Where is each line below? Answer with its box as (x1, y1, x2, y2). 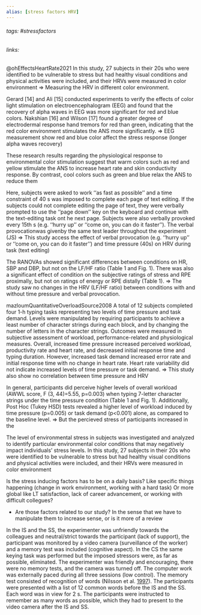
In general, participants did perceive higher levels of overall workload (6, 384, 178, 391)
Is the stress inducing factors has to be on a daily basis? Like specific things (6, 478, 194, 485)
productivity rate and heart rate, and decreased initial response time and (6, 347, 185, 354)
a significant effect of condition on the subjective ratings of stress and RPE (6, 271, 191, 279)
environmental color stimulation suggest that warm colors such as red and (6, 158, 190, 165)
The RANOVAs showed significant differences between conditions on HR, (6, 258, 188, 265)
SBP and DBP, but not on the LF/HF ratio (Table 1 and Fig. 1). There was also (6, 265, 194, 272)
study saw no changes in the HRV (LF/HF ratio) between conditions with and (6, 284, 196, 291)
